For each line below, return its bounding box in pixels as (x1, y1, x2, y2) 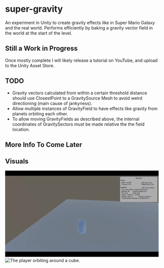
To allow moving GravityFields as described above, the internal (12, 116, 140, 122)
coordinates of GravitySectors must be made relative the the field (12, 121, 145, 127)
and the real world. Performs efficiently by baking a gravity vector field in (5, 25, 153, 30)
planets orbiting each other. (12, 110, 68, 116)
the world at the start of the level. (5, 30, 73, 36)
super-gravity (5, 3, 63, 15)
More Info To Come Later (5, 140, 82, 149)
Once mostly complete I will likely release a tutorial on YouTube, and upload (5, 57, 158, 63)
